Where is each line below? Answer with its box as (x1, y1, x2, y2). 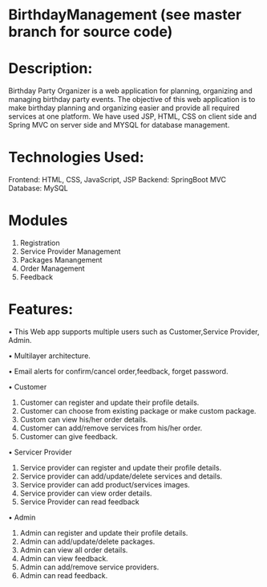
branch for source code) (8, 22, 173, 41)
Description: (8, 59, 93, 78)
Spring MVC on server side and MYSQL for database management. (8, 120, 230, 130)
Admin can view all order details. (19, 544, 128, 555)
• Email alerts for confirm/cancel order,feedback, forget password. (8, 366, 229, 376)
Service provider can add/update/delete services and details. (19, 471, 223, 481)
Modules (8, 211, 68, 230)
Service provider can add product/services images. (19, 479, 190, 489)
